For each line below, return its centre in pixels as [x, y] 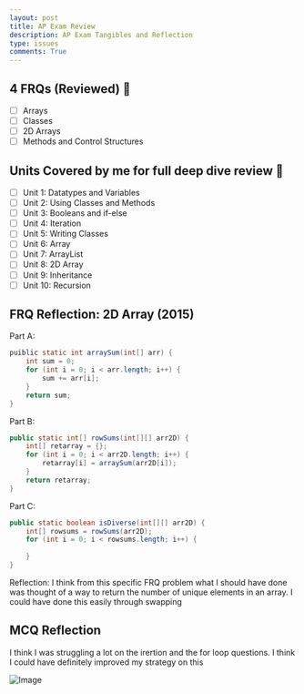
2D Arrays [41, 131]
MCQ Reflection [56, 631]
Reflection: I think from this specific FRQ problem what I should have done [148, 582]
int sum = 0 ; [51, 362]
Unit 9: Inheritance [57, 275]
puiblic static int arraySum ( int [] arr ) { [91, 353]
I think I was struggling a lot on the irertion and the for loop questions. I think [152, 652]
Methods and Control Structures [83, 141]
